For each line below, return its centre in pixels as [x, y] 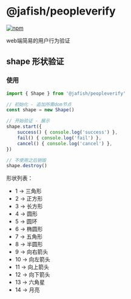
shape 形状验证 [35, 62]
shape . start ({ [24, 127]
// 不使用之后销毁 [26, 160]
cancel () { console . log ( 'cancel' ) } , [65, 143]
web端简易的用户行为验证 [38, 40]
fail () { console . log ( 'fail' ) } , [59, 138]
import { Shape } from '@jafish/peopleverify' [66, 93]
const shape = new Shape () [40, 110]
